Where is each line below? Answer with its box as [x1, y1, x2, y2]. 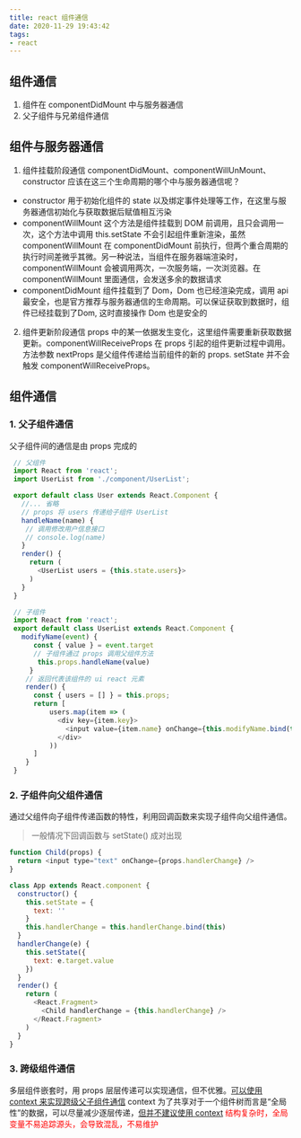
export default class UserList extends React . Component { [13, 624, 235, 633]
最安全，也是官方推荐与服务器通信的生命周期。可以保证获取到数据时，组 [21, 296, 289, 306]
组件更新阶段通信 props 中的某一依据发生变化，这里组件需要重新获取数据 [21, 326, 292, 337]
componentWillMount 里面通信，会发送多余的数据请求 [21, 273, 222, 284]
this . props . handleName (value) [37, 657, 150, 666]
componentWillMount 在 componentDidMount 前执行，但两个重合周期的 [21, 240, 288, 251]
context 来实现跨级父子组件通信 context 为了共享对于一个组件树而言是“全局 [9, 1096, 287, 1107]
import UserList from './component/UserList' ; [13, 475, 191, 484]
